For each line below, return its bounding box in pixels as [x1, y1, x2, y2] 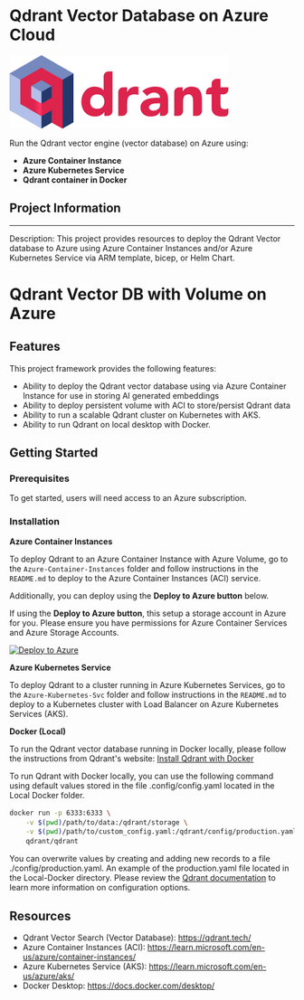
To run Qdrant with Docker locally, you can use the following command [9, 770, 274, 781]
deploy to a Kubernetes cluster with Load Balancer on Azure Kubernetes [9, 698, 279, 710]
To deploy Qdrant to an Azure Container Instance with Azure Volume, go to [9, 553, 289, 564]
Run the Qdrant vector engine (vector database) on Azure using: [9, 137, 249, 148]
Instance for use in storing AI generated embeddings [22, 390, 220, 401]
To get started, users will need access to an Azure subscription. [9, 493, 247, 504]
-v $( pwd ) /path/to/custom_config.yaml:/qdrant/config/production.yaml [25, 827, 298, 836]
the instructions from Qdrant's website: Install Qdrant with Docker [9, 752, 254, 764]
